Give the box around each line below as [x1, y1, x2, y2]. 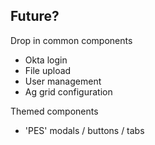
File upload [24, 64, 72, 76]
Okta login [24, 54, 68, 66]
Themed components [10, 105, 99, 117]
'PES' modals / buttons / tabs [24, 124, 145, 136]
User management [24, 75, 102, 87]
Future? [10, 8, 60, 25]
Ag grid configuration [24, 85, 113, 98]
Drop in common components [10, 34, 133, 46]
